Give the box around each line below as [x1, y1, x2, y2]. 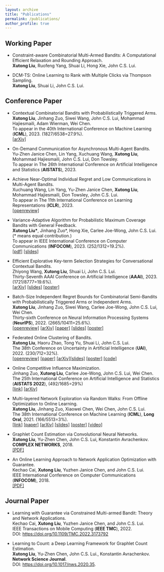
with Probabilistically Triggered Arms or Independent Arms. [12, 299, 133, 305]
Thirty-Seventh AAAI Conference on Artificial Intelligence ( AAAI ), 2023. [12, 274, 158, 280]
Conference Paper [5, 97, 62, 105]
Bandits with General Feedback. [12, 222, 77, 228]
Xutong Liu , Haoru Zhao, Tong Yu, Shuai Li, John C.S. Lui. [12, 340, 130, 346]
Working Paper [5, 39, 52, 47]
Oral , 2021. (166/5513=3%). [12, 416, 68, 422]
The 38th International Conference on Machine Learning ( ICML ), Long [12, 411, 155, 417]
